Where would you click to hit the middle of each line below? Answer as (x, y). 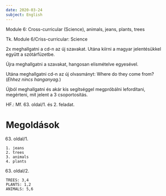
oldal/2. (21, 171)
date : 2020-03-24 (24, 10)
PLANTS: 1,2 (18, 185)
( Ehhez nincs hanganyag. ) (34, 79)
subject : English (24, 15)
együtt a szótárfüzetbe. (30, 54)
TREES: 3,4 (17, 180)
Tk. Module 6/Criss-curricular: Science (47, 39)
